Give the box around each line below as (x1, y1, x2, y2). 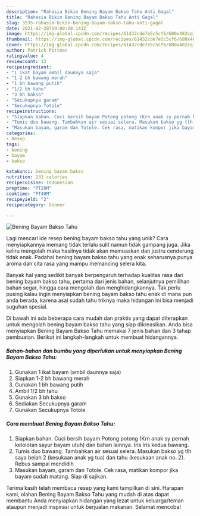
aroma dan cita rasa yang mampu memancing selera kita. (6, 260, 147, 268)
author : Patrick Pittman (6, 48, 68, 54)
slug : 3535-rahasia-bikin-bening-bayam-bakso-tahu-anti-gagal (6, 20, 164, 26)
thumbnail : (6, 36, 33, 42)
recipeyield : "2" (6, 196, 49, 202)
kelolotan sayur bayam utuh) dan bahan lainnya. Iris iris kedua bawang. (14, 441, 189, 449)
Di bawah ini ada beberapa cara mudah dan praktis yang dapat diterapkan (6, 314, 188, 322)
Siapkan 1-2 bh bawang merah (14, 375, 90, 382)
